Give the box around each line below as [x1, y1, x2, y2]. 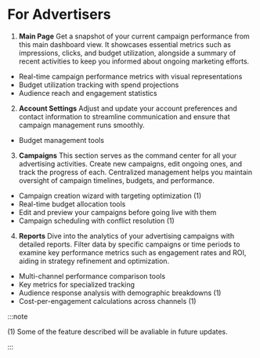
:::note [7, 312, 28, 321]
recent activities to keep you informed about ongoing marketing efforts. [18, 57, 250, 66]
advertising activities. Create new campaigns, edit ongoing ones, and [18, 159, 243, 168]
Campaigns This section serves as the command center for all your [18, 151, 237, 160]
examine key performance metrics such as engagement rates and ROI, [18, 247, 247, 257]
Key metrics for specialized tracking [18, 279, 135, 289]
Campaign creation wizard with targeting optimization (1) [18, 191, 202, 200]
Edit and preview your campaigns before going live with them [18, 207, 217, 217]
